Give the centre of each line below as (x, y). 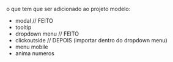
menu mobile (31, 47)
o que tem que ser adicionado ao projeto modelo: (68, 9)
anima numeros (35, 53)
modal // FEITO (34, 21)
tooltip (23, 27)
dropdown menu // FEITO (47, 34)
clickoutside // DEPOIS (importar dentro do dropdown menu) (91, 40)
